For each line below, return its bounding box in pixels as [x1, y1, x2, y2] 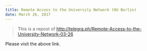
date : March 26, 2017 [5, 12, 51, 17]
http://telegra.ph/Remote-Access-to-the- [56, 25, 142, 31]
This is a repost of [17, 25, 56, 31]
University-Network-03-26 [17, 31, 74, 37]
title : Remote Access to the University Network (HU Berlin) [5, 7, 137, 12]
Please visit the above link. [5, 40, 61, 46]
